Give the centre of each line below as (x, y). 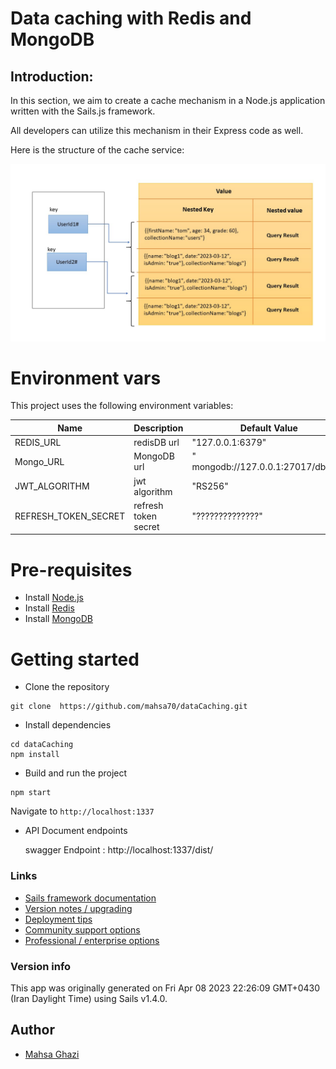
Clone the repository (67, 687)
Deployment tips (58, 919)
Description (158, 428)
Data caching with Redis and (131, 18)
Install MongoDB (59, 619)
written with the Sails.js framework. (83, 111)
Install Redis (49, 608)
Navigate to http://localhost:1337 (82, 811)
